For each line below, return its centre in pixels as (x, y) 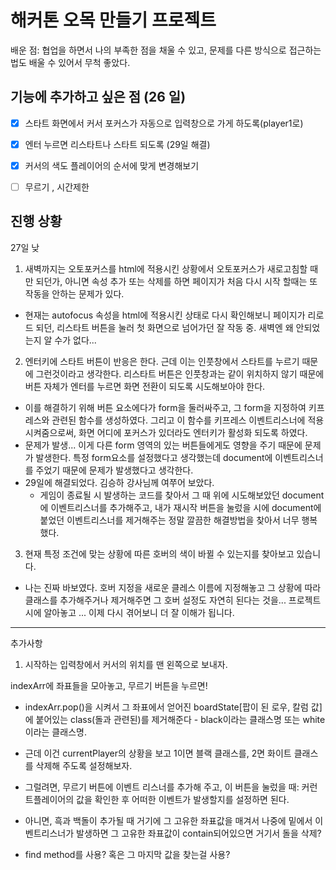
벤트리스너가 (49, 833)
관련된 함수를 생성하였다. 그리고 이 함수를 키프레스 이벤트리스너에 (178, 420)
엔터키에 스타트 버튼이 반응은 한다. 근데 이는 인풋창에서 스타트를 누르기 (162, 361)
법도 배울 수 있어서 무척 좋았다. (70, 62)
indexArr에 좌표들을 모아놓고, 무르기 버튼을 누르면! (109, 685)
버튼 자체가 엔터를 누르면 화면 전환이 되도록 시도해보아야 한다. (145, 386)
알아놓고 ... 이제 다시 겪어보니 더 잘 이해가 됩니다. (139, 612)
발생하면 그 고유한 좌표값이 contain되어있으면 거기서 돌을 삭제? (199, 833)
